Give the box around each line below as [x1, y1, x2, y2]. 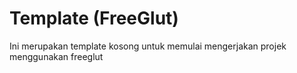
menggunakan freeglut [9, 50, 104, 62]
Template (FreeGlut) [9, 7, 179, 30]
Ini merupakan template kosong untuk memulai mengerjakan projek [9, 40, 287, 52]
